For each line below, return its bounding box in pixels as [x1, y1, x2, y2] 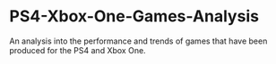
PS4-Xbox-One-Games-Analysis [9, 6, 260, 27]
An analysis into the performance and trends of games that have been [9, 36, 268, 46]
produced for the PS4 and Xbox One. [9, 44, 146, 55]
